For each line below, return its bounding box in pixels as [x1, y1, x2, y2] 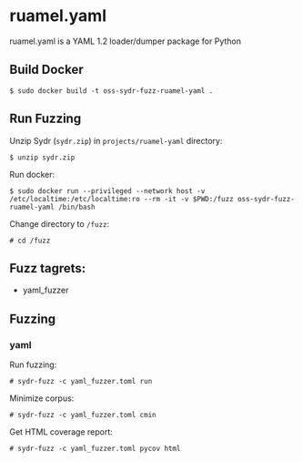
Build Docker [9, 62, 84, 77]
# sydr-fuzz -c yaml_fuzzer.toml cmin [9, 411, 157, 420]
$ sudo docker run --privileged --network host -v [9, 186, 206, 196]
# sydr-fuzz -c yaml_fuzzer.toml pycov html [9, 444, 181, 454]
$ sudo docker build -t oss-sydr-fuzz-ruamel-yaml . [9, 86, 214, 96]
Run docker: [9, 169, 56, 180]
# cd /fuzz [9, 236, 51, 245]
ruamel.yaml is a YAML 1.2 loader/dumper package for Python [9, 36, 241, 46]
